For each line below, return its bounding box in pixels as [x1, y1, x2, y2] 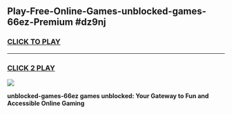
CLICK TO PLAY [7, 37, 61, 47]
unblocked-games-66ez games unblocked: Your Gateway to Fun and [7, 91, 209, 99]
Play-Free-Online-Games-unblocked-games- [7, 6, 207, 17]
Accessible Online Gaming [7, 99, 85, 107]
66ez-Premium [7, 17, 74, 28]
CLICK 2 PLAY [7, 63, 55, 73]
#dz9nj [75, 17, 106, 28]
